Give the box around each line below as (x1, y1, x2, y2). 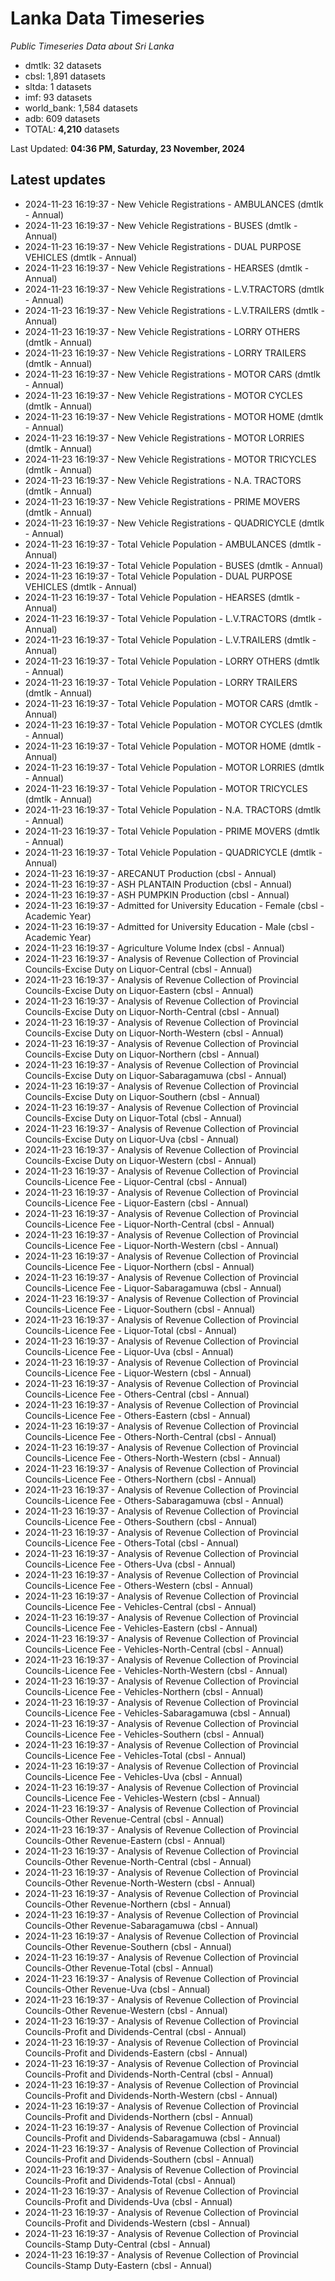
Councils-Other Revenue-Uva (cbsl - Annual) (24, 1983, 211, 1995)
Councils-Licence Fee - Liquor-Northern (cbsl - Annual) (24, 1260, 255, 1272)
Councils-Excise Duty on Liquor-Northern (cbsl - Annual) (24, 1048, 260, 1060)
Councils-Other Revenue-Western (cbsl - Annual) (24, 2004, 228, 2016)
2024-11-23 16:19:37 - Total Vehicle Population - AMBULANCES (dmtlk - (24, 538, 322, 550)
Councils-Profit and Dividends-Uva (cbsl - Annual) (24, 2195, 233, 2207)
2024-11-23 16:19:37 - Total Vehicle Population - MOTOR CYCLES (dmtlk (24, 718, 323, 731)
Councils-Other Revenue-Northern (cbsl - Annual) (24, 1898, 232, 1910)
